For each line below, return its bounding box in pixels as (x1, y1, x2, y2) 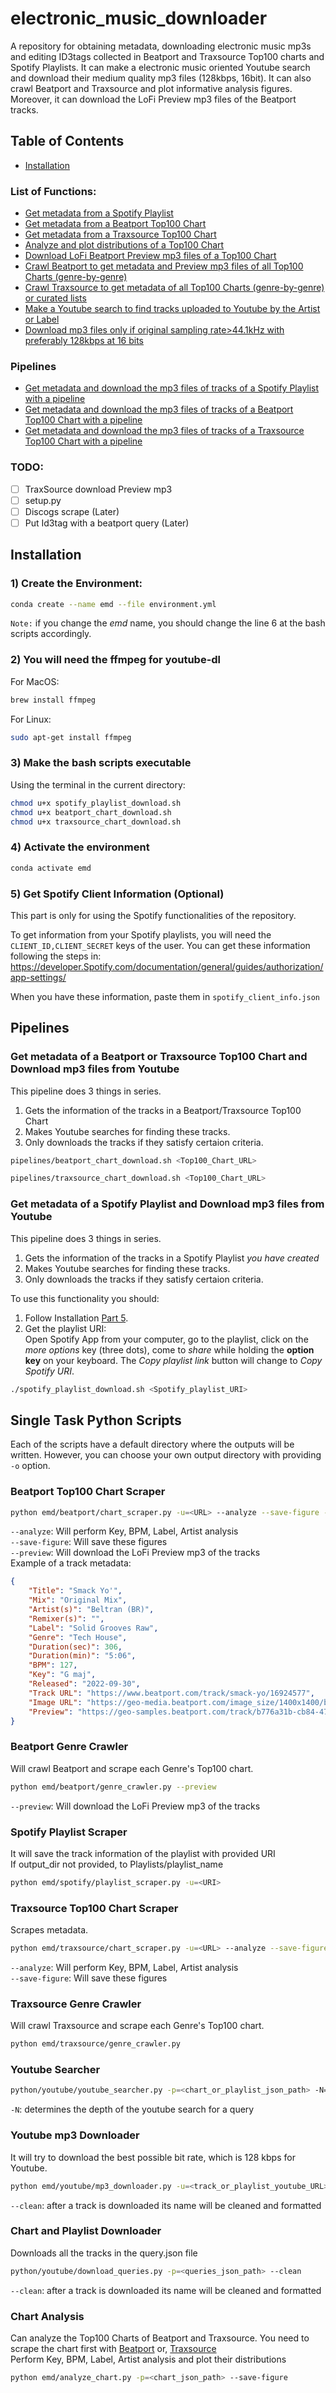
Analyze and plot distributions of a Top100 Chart (24, 239, 225, 251)
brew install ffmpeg (10, 695, 97, 705)
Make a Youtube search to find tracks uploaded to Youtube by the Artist (24, 303, 321, 315)
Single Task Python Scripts (10, 1412, 182, 1429)
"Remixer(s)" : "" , (28, 1613, 105, 1624)
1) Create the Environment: (10, 577, 143, 591)
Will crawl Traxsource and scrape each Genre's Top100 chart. (10, 2020, 265, 2032)
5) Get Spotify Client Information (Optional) (10, 887, 225, 901)
